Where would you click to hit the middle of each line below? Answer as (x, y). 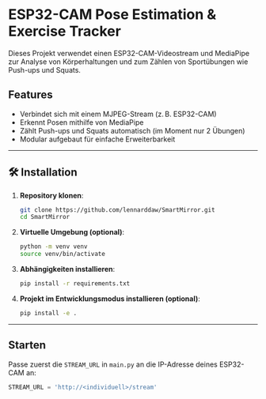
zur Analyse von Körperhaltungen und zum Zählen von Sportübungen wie (128, 62)
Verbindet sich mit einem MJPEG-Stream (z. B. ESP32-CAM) (118, 114)
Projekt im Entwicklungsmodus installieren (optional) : (110, 299)
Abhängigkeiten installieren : (67, 269)
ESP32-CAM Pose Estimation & (112, 15)
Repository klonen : (51, 195)
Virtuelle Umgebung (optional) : (72, 232)
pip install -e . (48, 313)
